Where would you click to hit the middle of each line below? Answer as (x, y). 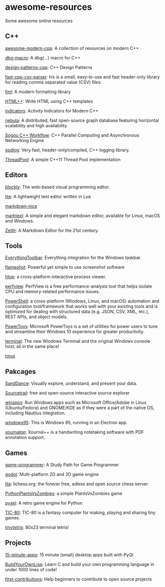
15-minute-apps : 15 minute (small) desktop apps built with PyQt (69, 554)
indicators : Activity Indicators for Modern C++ (52, 110)
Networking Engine (25, 140)
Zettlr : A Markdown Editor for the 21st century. (52, 230)
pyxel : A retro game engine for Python (44, 503)
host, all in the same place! (32, 346)
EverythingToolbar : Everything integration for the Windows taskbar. (73, 257)
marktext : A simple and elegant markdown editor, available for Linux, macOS (82, 216)
